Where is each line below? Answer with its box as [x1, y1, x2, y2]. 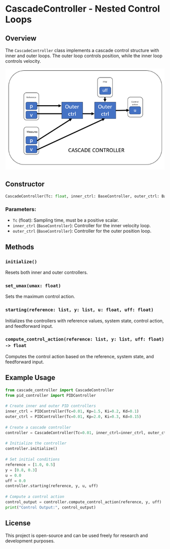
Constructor [5, 180, 45, 188]
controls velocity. [5, 58, 41, 64]
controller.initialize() [5, 446, 58, 451]
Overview [5, 34, 37, 43]
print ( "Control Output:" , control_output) [5, 504, 96, 510]
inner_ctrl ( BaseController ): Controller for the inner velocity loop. [12, 223, 151, 229]
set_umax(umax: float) [5, 283, 61, 288]
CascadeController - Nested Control [5, 3, 160, 15]
